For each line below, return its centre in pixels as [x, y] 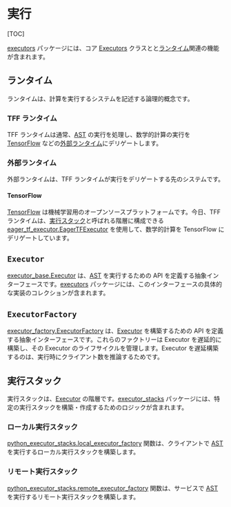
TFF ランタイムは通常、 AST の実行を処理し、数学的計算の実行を [99, 135]
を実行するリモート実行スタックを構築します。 [73, 497]
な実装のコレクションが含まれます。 [58, 293]
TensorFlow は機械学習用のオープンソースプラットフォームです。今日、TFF [114, 212]
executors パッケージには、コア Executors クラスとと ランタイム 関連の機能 [113, 48]
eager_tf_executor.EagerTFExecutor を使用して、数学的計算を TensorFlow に [116, 229]
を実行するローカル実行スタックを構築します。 [73, 452]
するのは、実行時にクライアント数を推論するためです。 [86, 357]
